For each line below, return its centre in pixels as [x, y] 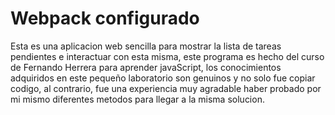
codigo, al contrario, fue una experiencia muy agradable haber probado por [166, 88]
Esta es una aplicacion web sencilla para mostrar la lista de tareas [146, 46]
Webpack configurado [105, 18]
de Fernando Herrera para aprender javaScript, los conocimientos [146, 67]
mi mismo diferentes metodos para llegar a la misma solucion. [137, 99]
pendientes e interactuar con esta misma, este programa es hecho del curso [167, 56]
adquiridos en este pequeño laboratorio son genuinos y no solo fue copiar [163, 78]
